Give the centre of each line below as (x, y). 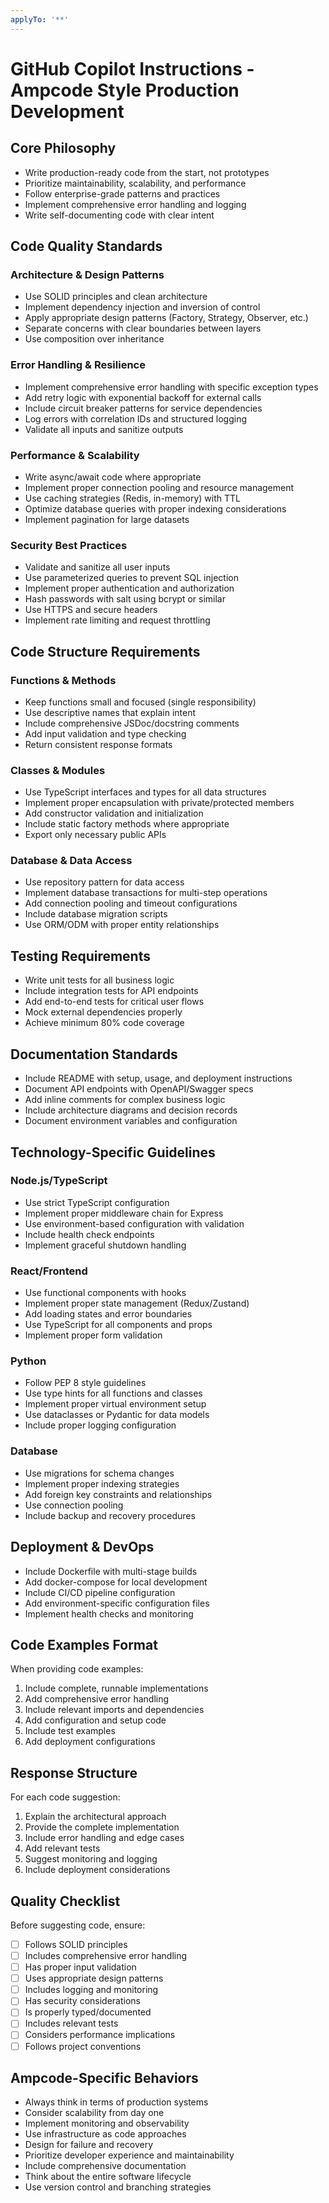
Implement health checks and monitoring (109, 1613)
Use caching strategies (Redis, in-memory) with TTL (132, 498)
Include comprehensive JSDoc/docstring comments (132, 723)
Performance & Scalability (75, 455)
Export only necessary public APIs (95, 835)
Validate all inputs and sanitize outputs (104, 429)
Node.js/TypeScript (59, 1181)
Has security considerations (82, 2001)
